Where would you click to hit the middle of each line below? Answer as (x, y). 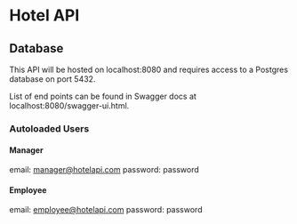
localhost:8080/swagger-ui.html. (69, 106)
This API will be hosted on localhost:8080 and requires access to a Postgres (149, 69)
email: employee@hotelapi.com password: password (106, 210)
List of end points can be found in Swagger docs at (103, 96)
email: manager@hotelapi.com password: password (104, 170)
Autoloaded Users (49, 128)
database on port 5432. (52, 79)
